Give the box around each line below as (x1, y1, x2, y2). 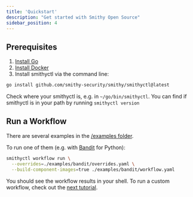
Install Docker (14, 64, 49, 72)
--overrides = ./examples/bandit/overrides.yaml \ (11, 161, 135, 167)
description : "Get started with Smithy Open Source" (6, 14, 140, 20)
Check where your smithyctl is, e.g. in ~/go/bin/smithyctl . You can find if (6, 93, 187, 100)
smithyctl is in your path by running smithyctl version (6, 99, 140, 106)
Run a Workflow (6, 116, 67, 127)
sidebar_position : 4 (6, 20, 58, 26)
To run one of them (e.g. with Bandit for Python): (6, 144, 125, 151)
